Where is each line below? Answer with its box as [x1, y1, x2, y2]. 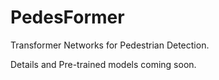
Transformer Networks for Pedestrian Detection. [10, 39, 210, 51]
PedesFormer [10, 6, 125, 29]
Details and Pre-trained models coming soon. [10, 58, 197, 70]
